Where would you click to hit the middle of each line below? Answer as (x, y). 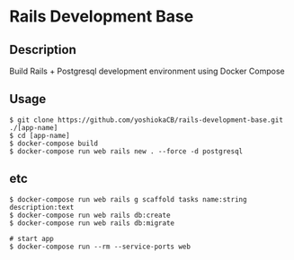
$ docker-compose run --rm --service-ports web (100, 247)
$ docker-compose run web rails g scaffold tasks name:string (128, 199)
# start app (31, 238)
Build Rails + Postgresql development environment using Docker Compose (147, 71)
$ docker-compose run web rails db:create (90, 215)
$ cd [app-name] (40, 135)
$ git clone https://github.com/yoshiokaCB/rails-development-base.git (146, 120)
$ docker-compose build (54, 143)
